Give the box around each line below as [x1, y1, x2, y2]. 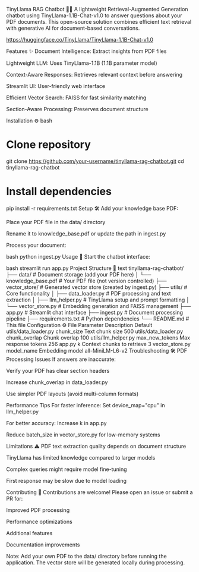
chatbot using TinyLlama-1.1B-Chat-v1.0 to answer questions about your [6, 12, 182, 19]
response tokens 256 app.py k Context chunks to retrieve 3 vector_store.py [6, 340, 191, 347]
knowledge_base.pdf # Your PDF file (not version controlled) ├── [6, 277, 167, 284]
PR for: [6, 495, 23, 502]
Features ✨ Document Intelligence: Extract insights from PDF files [6, 48, 167, 55]
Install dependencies [6, 185, 112, 199]
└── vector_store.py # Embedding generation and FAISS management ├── [6, 302, 191, 309]
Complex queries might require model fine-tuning [6, 466, 127, 473]
